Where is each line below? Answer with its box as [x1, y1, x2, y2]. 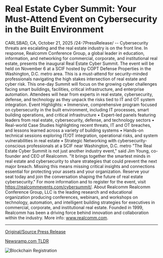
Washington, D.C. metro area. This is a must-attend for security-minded [5, 71, 148, 76]
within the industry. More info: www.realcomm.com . [5, 214, 109, 221]
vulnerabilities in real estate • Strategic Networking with [5, 137, 117, 143]
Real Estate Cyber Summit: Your [5, 3, 137, 15]
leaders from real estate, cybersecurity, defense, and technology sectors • [5, 117, 154, 123]
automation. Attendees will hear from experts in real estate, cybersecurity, [5, 91, 153, 97]
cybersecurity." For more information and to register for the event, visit [5, 179, 147, 184]
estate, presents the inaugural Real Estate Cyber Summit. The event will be [5, 61, 154, 66]
